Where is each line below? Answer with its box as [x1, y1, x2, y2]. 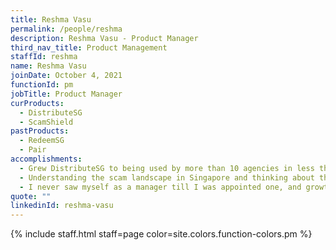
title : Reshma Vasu [10, 14, 92, 25]
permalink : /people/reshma [10, 24, 123, 34]
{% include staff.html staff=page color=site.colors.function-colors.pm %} [10, 228, 313, 240]
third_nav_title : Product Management [10, 42, 168, 53]
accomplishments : [10, 154, 83, 164]
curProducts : [10, 98, 65, 108]
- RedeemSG [19, 136, 65, 146]
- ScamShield [19, 117, 74, 127]
